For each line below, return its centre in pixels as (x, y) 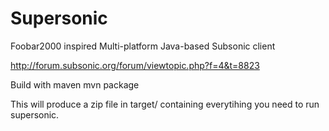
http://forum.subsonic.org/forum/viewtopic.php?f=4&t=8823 (135, 65)
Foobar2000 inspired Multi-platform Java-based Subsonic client (143, 46)
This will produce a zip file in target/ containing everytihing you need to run (165, 104)
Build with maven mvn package (75, 84)
